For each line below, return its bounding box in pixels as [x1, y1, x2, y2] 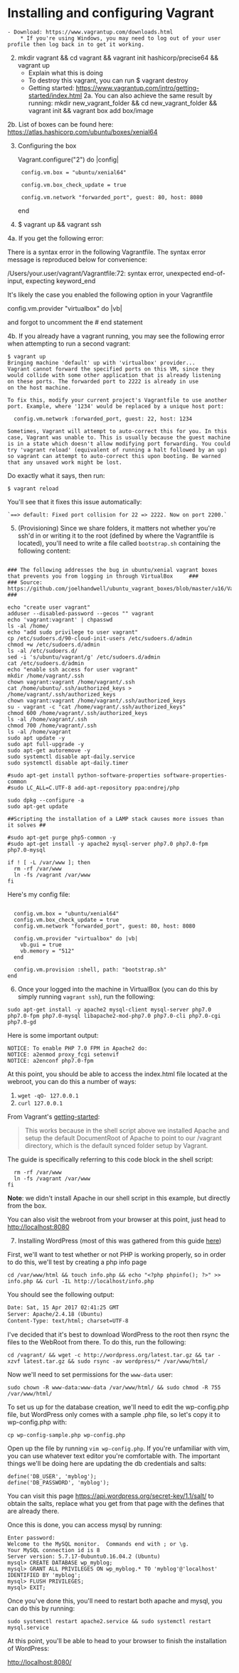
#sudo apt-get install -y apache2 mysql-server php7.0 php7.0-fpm [7, 840, 208, 847]
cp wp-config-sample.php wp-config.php [7, 1431, 126, 1438]
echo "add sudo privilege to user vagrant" [7, 628, 139, 636]
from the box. [7, 1201, 48, 1210]
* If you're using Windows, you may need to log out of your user [20, 34, 221, 42]
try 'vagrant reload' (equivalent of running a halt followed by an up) [7, 446, 228, 453]
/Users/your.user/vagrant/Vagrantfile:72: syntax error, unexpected [7, 269, 201, 277]
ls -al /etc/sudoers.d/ [7, 647, 78, 654]
